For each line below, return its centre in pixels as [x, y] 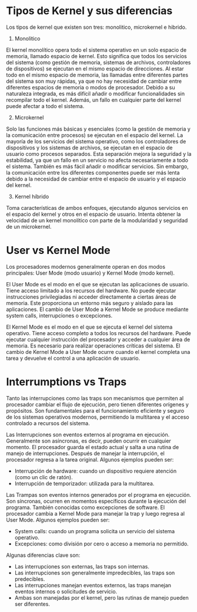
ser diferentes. [32, 604]
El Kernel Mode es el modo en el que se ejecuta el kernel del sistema [89, 327]
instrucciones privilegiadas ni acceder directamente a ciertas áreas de [91, 297]
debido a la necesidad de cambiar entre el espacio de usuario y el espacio [96, 179]
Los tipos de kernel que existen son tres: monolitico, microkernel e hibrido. [96, 27]
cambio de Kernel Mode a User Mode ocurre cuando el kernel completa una [98, 352]
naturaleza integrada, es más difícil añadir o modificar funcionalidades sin [96, 93]
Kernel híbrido [32, 196]
